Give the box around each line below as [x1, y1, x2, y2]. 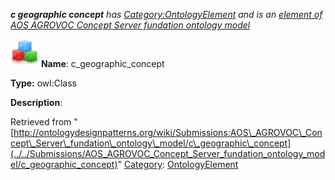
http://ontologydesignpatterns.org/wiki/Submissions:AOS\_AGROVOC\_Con [13, 127, 323, 138]
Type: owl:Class [10, 77, 77, 89]
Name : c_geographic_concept [40, 58, 165, 69]
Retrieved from [10, 116, 72, 128]
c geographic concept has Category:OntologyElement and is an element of [10, 9, 323, 20]
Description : [10, 97, 63, 108]
